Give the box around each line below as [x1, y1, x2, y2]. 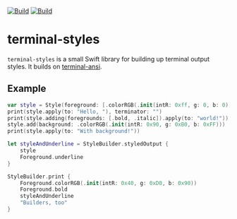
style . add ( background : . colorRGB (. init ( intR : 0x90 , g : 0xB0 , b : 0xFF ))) [7, 121, 226, 129]
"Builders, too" [20, 199, 68, 206]
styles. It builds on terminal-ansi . [7, 62, 102, 71]
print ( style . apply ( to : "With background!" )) [7, 128, 140, 135]
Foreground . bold [20, 186, 68, 194]
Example [7, 83, 47, 95]
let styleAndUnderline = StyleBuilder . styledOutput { [7, 141, 169, 148]
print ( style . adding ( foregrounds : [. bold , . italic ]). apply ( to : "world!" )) [7, 114, 229, 122]
